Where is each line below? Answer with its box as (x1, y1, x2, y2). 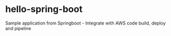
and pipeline (5, 25, 32, 31)
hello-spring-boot (5, 3, 83, 15)
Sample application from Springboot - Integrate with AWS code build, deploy (5, 20, 166, 26)
